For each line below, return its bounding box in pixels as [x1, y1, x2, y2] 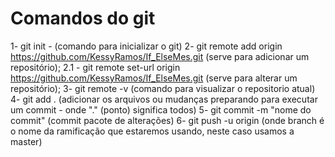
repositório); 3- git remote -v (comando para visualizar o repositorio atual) [10, 82, 316, 94]
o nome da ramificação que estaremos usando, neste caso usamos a [10, 125, 295, 137]
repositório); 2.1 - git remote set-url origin [10, 61, 181, 73]
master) [10, 135, 43, 147]
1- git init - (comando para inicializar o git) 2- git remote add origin [10, 40, 283, 52]
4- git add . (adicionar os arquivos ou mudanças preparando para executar [10, 93, 318, 105]
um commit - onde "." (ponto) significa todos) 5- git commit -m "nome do [10, 103, 312, 116]
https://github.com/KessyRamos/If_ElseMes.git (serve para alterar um [10, 72, 298, 84]
